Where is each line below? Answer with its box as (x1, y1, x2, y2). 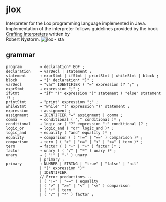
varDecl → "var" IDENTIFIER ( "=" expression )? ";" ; (6, 82, 139, 87)
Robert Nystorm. (6, 36, 40, 42)
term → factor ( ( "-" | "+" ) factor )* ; (6, 144, 121, 149)
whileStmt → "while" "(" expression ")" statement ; (6, 104, 130, 109)
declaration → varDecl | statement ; (6, 69, 92, 74)
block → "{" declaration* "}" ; (6, 77, 94, 83)
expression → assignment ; (6, 108, 71, 113)
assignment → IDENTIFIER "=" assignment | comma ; (6, 112, 123, 118)
